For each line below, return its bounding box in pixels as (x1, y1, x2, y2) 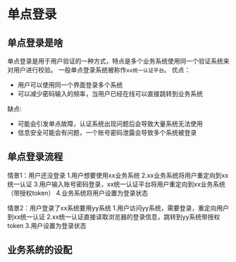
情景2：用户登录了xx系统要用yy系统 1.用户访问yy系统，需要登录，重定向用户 (7, 203, 229, 212)
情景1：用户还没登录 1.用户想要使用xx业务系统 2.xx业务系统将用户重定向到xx (7, 171, 229, 179)
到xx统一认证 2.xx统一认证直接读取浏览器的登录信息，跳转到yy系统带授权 (7, 213, 221, 221)
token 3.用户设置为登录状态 (7, 221, 87, 230)
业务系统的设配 (7, 244, 73, 256)
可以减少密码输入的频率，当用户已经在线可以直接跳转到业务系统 (17, 90, 203, 97)
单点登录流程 (7, 151, 63, 163)
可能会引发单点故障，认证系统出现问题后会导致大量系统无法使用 (17, 119, 203, 128)
